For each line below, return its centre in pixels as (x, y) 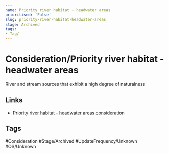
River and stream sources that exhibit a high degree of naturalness (75, 84)
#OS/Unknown (21, 146)
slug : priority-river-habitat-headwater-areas (56, 19)
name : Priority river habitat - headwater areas (58, 10)
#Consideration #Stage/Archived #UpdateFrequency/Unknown (71, 141)
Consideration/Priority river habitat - (85, 59)
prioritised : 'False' (28, 15)
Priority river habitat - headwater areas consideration (69, 113)
